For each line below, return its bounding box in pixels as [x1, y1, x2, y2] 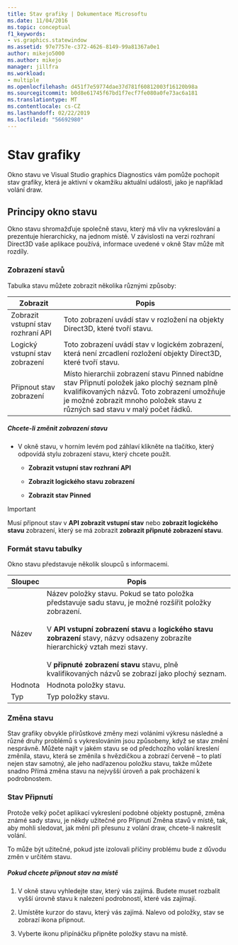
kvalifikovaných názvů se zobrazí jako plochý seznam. [46, 669, 227, 679]
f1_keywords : [7, 30, 46, 38]
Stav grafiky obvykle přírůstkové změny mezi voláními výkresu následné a [7, 729, 223, 738]
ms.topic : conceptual [7, 23, 72, 31]
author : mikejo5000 [7, 50, 65, 58]
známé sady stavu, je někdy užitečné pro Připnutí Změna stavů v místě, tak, [7, 816, 228, 824]
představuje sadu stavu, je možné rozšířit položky [46, 598, 212, 607]
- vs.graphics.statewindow [7, 37, 87, 44]
